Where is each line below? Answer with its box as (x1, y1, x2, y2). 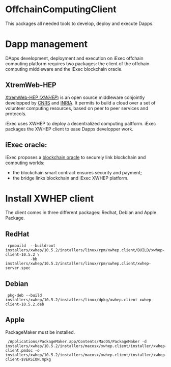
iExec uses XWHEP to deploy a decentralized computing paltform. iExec (5, 120, 156, 126)
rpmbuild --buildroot (7, 243, 56, 248)
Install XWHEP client (5, 193, 94, 204)
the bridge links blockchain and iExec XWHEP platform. (12, 175, 129, 181)
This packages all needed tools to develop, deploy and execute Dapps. (5, 20, 154, 27)
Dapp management (5, 38, 88, 50)
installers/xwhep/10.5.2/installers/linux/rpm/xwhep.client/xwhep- (5, 261, 152, 266)
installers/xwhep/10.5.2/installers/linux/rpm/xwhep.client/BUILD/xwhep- (5, 248, 165, 253)
